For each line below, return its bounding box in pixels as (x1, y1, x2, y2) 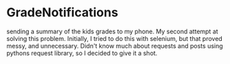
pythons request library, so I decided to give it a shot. (6, 49, 158, 57)
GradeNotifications (6, 5, 118, 20)
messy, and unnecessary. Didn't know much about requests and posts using (6, 42, 223, 50)
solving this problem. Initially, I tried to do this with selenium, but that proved (6, 34, 223, 42)
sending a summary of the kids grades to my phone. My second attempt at (6, 27, 218, 35)
